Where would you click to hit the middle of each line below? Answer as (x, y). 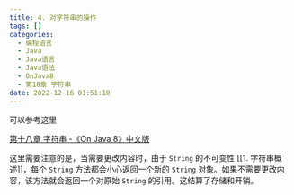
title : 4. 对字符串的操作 (53, 18)
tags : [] (26, 26)
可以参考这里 (33, 120)
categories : (31, 34)
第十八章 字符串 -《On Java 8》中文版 (80, 138)
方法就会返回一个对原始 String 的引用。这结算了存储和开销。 (146, 180)
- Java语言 (36, 59)
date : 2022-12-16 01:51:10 (60, 93)
